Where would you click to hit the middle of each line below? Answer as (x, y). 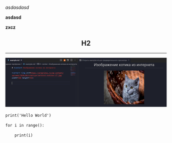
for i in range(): (25, 125)
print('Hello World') (28, 115)
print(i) (24, 135)
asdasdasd (17, 7)
